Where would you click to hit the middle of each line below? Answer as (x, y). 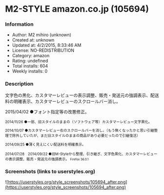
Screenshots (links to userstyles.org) (50, 172)
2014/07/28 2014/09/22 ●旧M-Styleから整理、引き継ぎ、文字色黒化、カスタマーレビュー (81, 154)
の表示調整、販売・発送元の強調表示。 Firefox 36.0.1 (47, 159)
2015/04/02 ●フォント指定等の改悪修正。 (47, 111)
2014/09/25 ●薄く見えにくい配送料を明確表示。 (45, 145)
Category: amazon (31, 56)
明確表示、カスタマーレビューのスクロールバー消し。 (67, 101)
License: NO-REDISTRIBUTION (43, 50)
